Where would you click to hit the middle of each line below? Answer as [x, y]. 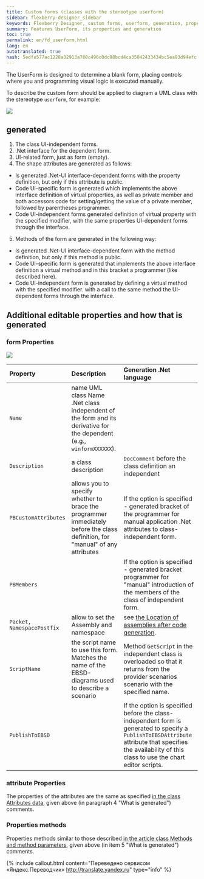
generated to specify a [156, 729]
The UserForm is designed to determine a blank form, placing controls [94, 74]
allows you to [90, 484]
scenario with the [148, 684]
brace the [85, 507]
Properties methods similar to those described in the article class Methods [99, 838]
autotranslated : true [34, 52]
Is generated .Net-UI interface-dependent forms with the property [98, 175]
